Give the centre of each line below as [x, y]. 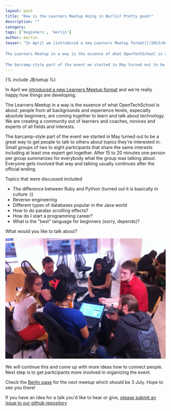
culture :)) [23, 195]
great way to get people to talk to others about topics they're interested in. [83, 142]
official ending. [21, 169]
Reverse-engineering [35, 200]
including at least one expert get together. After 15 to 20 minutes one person [85, 153]
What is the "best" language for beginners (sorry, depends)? [76, 222]
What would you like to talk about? [41, 231]
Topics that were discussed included [44, 179]
